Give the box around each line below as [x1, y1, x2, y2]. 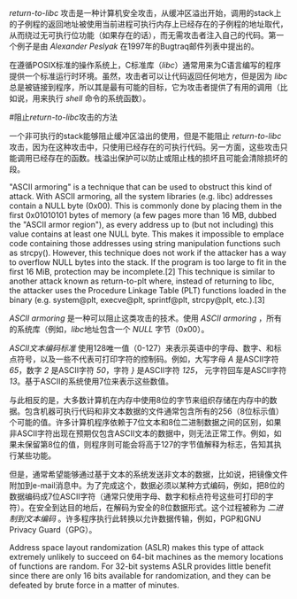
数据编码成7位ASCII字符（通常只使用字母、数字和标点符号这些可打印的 [9, 491, 267, 502]
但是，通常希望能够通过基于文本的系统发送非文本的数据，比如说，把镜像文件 [9, 469, 288, 479]
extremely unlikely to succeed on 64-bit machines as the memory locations [9, 552, 284, 562]
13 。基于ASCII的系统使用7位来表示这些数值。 [9, 376, 174, 386]
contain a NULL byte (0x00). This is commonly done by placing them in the [9, 200, 283, 211]
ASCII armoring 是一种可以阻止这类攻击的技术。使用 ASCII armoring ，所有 [9, 313, 283, 323]
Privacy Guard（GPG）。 [9, 525, 97, 534]
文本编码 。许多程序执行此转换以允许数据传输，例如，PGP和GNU [24, 513, 262, 524]
